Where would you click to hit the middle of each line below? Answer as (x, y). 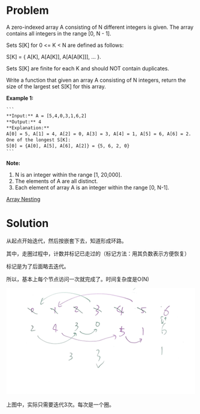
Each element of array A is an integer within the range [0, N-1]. (92, 187)
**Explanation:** (28, 128)
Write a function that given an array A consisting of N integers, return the (96, 80)
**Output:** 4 (24, 122)
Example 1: (20, 98)
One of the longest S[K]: (38, 140)
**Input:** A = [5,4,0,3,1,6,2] (46, 116)
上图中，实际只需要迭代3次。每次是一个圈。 (60, 405)
